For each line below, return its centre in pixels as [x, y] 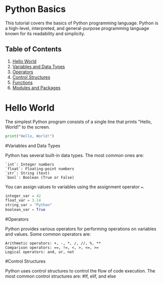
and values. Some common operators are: [48, 234]
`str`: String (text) [28, 173]
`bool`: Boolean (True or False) [40, 177]
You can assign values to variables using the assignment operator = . [75, 187]
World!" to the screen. [28, 127]
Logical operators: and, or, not [40, 252]
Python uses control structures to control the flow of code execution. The [80, 271]
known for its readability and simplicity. [45, 33]
